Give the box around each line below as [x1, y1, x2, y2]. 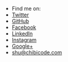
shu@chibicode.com [11, 49, 62, 56]
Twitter [11, 11, 30, 18]
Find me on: [11, 5, 41, 12]
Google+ [11, 43, 34, 50]
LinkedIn [11, 30, 33, 37]
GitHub [11, 18, 30, 24]
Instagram [11, 37, 37, 43]
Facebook [11, 24, 37, 31]
